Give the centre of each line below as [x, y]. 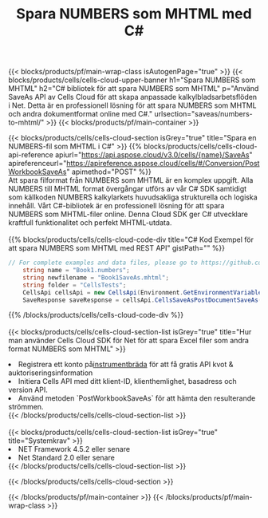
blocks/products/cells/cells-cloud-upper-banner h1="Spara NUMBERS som [132, 80]
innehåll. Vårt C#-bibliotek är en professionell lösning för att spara [116, 206]
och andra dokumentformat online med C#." [81, 114]
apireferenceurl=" [37, 164]
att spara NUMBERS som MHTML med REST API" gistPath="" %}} [117, 248]
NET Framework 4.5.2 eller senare [74, 449]
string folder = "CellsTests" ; [75, 285]
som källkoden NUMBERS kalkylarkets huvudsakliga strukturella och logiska [133, 197]
